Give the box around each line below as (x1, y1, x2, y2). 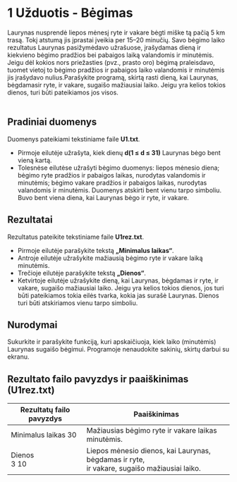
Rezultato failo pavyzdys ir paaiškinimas (7, 373, 189, 385)
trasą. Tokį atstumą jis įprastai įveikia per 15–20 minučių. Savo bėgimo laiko (7, 35, 226, 44)
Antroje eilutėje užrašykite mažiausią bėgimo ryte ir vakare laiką (17, 254, 203, 262)
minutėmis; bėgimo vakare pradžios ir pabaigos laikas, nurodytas (17, 178, 207, 187)
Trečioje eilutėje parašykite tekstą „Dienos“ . (17, 268, 147, 277)
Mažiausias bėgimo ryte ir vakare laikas (86, 426, 217, 435)
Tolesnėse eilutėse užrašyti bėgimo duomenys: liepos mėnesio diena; (17, 163, 220, 172)
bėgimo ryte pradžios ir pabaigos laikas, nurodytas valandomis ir (17, 171, 206, 179)
